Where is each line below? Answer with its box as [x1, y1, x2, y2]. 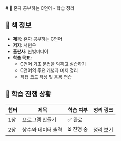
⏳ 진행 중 [67, 125, 88, 132]
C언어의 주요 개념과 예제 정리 [20, 67, 78, 73]
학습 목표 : [12, 54, 32, 60]
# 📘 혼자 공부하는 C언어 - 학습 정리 [5, 5, 75, 11]
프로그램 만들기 [22, 116, 57, 123]
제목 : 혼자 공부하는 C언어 [12, 36, 63, 42]
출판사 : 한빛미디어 [12, 48, 48, 54]
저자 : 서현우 [12, 42, 37, 48]
